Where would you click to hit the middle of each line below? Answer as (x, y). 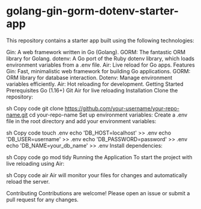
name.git (17, 115)
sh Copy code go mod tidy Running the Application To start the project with (99, 157)
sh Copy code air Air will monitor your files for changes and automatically (97, 175)
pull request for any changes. (43, 199)
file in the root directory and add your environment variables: (81, 121)
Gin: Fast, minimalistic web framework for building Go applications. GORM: (98, 71)
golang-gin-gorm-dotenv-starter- (92, 11)
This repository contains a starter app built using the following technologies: (100, 40)
